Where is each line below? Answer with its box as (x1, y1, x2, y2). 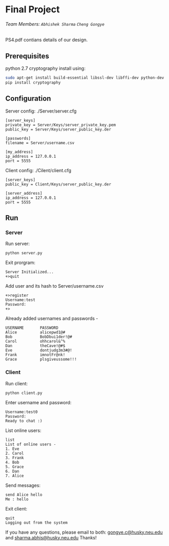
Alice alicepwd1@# (5, 330, 66, 335)
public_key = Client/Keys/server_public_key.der (5, 181, 111, 187)
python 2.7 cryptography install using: (5, 65, 86, 71)
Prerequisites (5, 51, 49, 60)
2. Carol (5, 450, 24, 456)
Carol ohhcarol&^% (5, 339, 66, 344)
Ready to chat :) (5, 418, 43, 423)
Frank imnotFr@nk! (5, 352, 66, 357)
